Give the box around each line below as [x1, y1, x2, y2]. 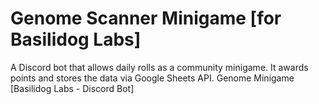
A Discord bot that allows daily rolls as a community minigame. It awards [10, 61, 309, 73]
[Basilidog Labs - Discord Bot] [10, 82, 135, 94]
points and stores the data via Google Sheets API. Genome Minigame [10, 72, 295, 84]
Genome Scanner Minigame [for [10, 7, 282, 30]
